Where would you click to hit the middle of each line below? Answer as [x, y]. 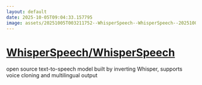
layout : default [26, 12]
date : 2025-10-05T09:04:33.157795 [50, 17]
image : [14, 23]
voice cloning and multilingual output [52, 75]
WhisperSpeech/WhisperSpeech [91, 52]
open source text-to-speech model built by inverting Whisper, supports [94, 69]
